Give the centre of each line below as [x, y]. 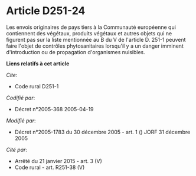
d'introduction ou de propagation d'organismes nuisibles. [76, 52]
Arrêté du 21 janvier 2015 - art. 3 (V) [58, 161]
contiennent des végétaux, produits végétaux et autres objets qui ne [89, 33]
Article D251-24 [46, 11]
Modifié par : [21, 120]
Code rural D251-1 [37, 86]
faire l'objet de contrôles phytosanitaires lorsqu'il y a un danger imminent [95, 46]
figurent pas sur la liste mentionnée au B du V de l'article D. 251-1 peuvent [96, 39]
